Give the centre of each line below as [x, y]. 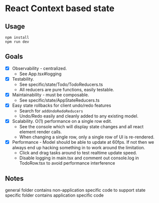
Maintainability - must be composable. [50, 95]
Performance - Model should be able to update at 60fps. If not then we [83, 142]
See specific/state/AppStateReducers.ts [59, 100]
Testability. [23, 79]
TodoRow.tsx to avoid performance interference [67, 163]
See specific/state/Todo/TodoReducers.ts [61, 84]
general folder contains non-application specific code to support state [75, 190]
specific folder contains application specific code [54, 195]
